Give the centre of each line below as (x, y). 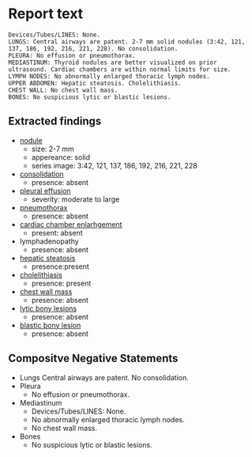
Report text (46, 14)
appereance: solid (61, 157)
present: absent (57, 232)
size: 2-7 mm (53, 149)
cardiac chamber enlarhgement (71, 224)
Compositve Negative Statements (93, 359)
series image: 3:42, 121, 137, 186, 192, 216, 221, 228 (114, 165)
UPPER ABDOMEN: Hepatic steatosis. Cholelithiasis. (95, 83)
